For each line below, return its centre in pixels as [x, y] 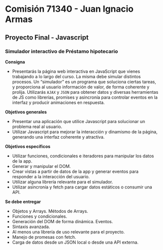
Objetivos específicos [28, 146]
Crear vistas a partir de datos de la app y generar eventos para [75, 171]
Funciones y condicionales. [40, 216]
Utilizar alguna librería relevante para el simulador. [62, 182]
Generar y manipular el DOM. [41, 166]
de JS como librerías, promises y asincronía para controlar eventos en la [85, 97]
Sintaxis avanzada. [31, 227]
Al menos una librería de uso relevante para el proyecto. [68, 232]
